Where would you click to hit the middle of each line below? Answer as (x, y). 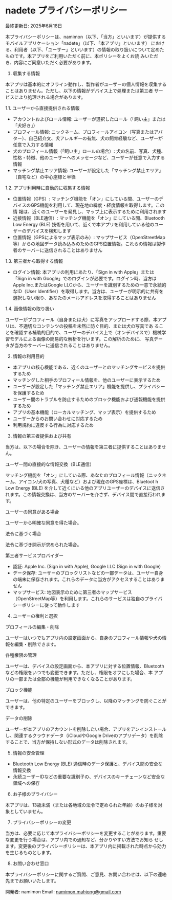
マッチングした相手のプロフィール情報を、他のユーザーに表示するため (87, 380)
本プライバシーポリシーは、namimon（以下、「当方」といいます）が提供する (86, 37)
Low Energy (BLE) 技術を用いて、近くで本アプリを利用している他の (83, 224)
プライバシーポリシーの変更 (42, 822)
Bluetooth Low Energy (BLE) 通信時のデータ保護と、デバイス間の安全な (88, 764)
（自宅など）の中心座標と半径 (44, 177)
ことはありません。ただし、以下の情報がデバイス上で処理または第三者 (79, 91)
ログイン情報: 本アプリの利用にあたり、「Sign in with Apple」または (83, 272)
